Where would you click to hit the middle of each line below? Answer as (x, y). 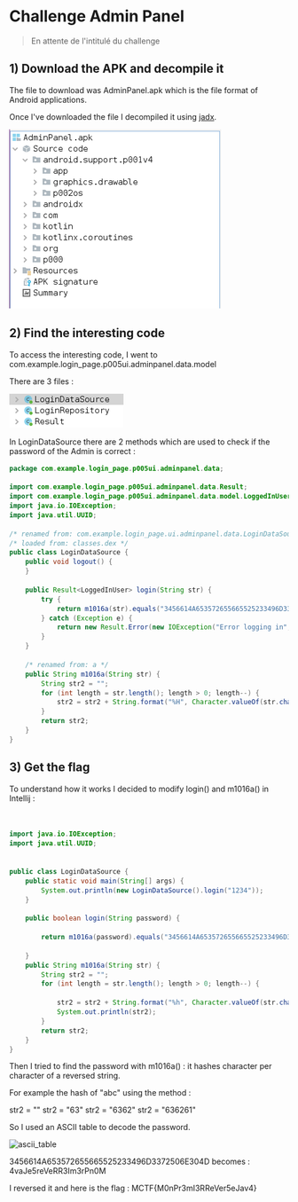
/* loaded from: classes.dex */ (69, 543)
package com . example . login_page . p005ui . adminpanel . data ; (117, 468)
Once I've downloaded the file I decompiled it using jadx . (113, 116)
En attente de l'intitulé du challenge (95, 41)
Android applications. (48, 99)
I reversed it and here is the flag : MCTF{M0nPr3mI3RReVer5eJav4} (133, 1188)
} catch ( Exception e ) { (87, 618)
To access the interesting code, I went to (83, 354)
